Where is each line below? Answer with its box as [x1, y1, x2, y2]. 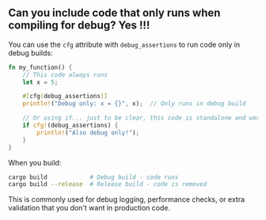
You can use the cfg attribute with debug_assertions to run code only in [8, 40, 240, 49]
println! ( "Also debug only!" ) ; [36, 128, 140, 137]
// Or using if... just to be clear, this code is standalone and [22, 114, 246, 122]
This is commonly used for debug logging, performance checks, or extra [8, 195, 245, 204]
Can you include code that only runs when [8, 6, 221, 20]
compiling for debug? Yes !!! [8, 19, 150, 32]
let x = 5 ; [22, 78, 59, 86]
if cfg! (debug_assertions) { [22, 122, 119, 130]
